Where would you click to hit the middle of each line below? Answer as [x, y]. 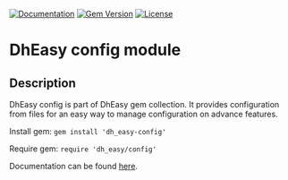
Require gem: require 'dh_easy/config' [83, 149]
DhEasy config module [95, 50]
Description [42, 83]
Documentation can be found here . [74, 166]
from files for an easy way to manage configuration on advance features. [144, 114]
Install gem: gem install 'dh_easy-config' [88, 131]
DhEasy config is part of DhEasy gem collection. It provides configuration [144, 104]
